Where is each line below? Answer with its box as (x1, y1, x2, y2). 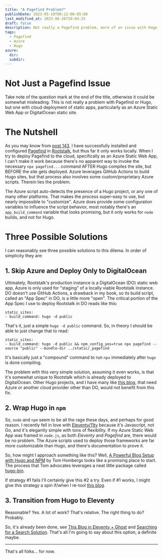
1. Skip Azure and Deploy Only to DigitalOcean (5, 267, 147, 275)
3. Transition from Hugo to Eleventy (5, 497, 115, 505)
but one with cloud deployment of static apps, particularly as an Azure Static (5, 104, 158, 110)
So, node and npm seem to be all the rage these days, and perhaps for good (5, 417, 154, 423)
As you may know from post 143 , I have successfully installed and (5, 143, 137, 149)
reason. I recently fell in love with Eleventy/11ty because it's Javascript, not (5, 422, 154, 428)
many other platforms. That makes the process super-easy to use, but (5, 193, 145, 200)
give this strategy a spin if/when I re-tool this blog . (5, 482, 106, 488)
